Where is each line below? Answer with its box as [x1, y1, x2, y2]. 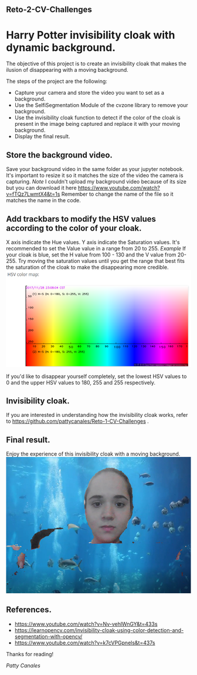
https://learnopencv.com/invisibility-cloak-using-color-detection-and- [14, 626, 184, 634]
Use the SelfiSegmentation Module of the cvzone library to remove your [14, 102, 189, 109]
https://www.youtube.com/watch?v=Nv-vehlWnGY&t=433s [14, 620, 158, 627]
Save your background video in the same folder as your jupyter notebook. [6, 166, 184, 173]
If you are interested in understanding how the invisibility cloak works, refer [6, 412, 188, 419]
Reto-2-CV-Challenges [6, 5, 92, 15]
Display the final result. [14, 133, 70, 140]
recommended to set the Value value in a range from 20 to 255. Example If [6, 245, 186, 252]
